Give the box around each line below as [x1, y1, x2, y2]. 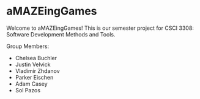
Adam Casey [15, 80, 48, 87]
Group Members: [6, 43, 50, 50]
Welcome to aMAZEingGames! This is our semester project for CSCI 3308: [6, 24, 194, 32]
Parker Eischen [15, 73, 54, 81]
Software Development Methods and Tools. [6, 30, 116, 38]
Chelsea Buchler [15, 54, 57, 61]
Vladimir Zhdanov [15, 67, 60, 74]
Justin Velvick [15, 61, 51, 68]
